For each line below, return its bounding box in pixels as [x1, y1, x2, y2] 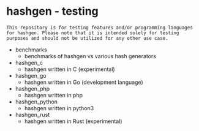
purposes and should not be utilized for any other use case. [6, 35, 168, 41]
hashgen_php [15, 84, 50, 92]
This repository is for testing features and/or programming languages [6, 24, 193, 31]
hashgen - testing [6, 4, 99, 18]
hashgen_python [15, 98, 58, 105]
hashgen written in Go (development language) [24, 78, 144, 86]
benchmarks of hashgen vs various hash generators [24, 52, 156, 59]
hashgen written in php [24, 91, 83, 99]
